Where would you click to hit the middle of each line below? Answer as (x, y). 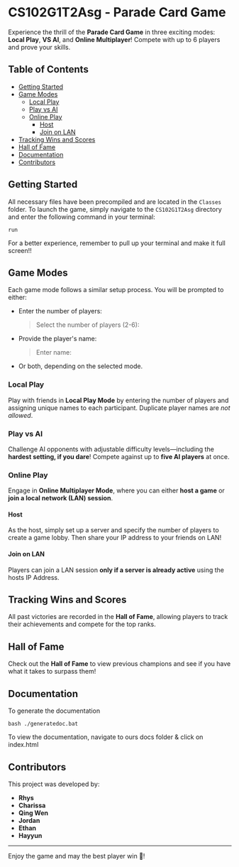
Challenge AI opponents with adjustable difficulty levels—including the (111, 449)
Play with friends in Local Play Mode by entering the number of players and (118, 400)
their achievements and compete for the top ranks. (82, 624)
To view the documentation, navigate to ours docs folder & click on (106, 737)
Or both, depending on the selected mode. (80, 366)
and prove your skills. (39, 47)
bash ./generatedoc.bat (43, 724)
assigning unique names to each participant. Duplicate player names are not (119, 408)
